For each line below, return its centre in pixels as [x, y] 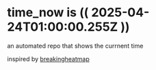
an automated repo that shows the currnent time [75, 46]
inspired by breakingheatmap [49, 58]
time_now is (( [48, 13]
